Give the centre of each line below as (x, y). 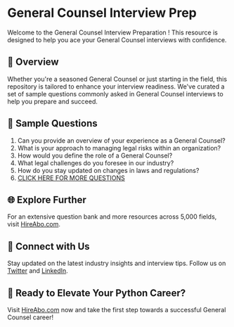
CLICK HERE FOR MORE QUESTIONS (71, 178)
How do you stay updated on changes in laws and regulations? (108, 170)
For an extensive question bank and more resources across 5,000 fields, (112, 217)
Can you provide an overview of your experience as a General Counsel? (122, 140)
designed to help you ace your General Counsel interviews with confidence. (117, 39)
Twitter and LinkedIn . (38, 271)
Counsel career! (31, 317)
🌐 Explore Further (47, 199)
